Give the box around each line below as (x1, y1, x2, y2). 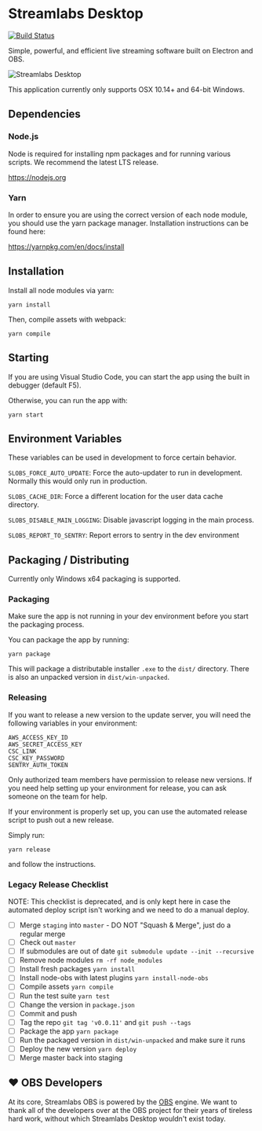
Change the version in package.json (19, 1000, 135, 1009)
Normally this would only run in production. (8, 476, 147, 486)
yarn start (8, 410, 44, 419)
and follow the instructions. (8, 859, 96, 868)
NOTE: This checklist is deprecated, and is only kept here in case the (8, 897, 231, 906)
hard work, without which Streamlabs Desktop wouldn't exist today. (8, 1114, 226, 1123)
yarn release (8, 846, 51, 854)
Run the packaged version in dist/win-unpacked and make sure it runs (19, 1035, 246, 1045)
